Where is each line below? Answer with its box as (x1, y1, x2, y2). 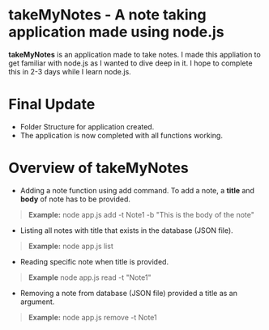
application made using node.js (8, 23, 224, 41)
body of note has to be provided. (19, 194, 131, 204)
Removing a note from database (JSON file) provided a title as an (19, 288, 237, 298)
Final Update (8, 95, 96, 114)
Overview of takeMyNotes (8, 159, 189, 177)
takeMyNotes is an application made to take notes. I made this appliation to (8, 49, 261, 59)
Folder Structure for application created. (19, 121, 155, 131)
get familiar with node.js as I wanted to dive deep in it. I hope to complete (8, 58, 253, 68)
